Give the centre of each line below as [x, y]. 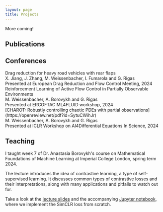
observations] [136, 110]
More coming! [19, 28]
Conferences [26, 61]
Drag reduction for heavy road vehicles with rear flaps [60, 73]
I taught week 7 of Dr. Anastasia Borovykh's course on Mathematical [75, 153]
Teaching [20, 141]
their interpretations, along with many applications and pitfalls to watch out [81, 184]
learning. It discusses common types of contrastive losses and [93, 179]
